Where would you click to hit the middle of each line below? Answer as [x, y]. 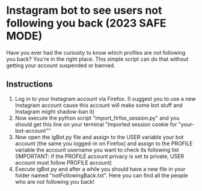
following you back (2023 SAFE [86, 23]
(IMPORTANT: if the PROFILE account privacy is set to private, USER [99, 156]
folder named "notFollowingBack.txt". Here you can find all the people [101, 175]
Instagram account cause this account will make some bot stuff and [99, 105]
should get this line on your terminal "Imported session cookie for [96, 124]
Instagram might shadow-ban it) [55, 111]
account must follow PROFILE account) [63, 162]
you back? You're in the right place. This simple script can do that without [97, 59]
